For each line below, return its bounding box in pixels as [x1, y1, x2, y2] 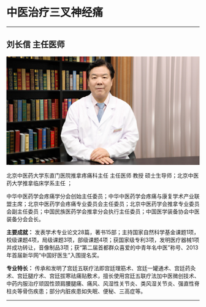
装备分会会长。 [6, 216, 44, 223]
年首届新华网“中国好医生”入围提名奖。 [6, 252, 103, 259]
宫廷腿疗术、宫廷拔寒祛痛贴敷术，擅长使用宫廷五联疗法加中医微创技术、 [17, 272, 200, 279]
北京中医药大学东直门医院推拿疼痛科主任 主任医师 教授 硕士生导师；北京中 [6, 172, 194, 180]
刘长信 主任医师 [6, 39, 65, 50]
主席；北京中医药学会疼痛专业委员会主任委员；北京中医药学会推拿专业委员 [11, 200, 200, 208]
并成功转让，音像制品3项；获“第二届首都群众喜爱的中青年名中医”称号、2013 [6, 244, 199, 251]
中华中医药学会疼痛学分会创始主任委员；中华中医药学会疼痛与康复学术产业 [6, 192, 194, 200]
